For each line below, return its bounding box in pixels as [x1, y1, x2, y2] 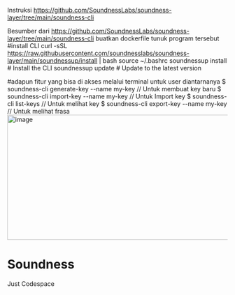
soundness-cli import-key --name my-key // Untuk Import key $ [7, 92, 191, 100]
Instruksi [7, 6, 33, 14]
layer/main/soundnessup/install [7, 56, 98, 65]
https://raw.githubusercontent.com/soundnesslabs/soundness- [7, 49, 190, 57]
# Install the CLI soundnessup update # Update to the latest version [7, 64, 201, 72]
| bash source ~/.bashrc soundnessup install [99, 56, 227, 65]
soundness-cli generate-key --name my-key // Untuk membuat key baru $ [7, 85, 222, 93]
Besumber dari [7, 27, 50, 35]
